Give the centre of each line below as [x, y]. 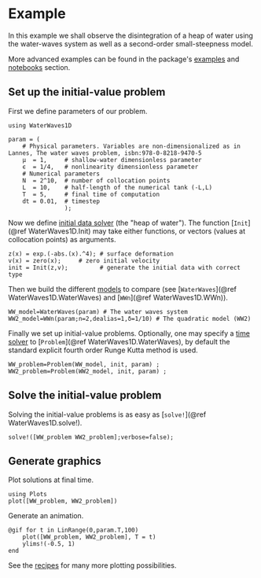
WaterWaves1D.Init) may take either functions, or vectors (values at [137, 231]
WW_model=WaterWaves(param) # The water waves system [98, 311]
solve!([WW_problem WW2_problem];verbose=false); [91, 437]
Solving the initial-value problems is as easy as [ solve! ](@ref [107, 414]
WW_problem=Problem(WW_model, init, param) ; [84, 364]
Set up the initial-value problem [87, 92]
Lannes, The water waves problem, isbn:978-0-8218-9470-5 [105, 153]
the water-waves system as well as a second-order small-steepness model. [130, 43]
